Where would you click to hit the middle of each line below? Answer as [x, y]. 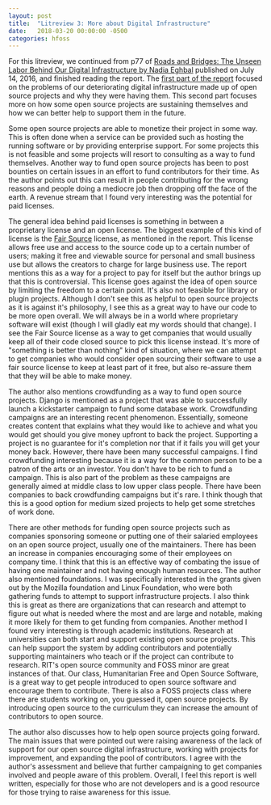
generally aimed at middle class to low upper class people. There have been [135, 487]
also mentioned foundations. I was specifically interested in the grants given [135, 580]
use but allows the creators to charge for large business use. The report [128, 264]
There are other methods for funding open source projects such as [119, 528]
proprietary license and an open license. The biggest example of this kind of [135, 230]
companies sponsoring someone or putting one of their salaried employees [133, 536]
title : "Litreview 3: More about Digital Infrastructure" [110, 23]
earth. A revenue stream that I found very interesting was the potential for [130, 197]
